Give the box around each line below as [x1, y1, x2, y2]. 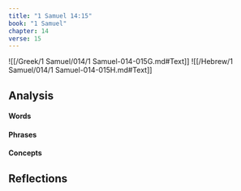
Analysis [8, 88, 54, 102]
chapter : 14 [8, 27, 49, 35]
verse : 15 [8, 34, 42, 43]
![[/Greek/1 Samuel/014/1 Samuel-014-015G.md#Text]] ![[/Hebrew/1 [8, 57, 234, 66]
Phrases [8, 129, 37, 139]
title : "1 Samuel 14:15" [8, 11, 93, 20]
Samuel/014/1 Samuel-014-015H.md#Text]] [8, 66, 153, 75]
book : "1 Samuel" [8, 19, 67, 28]
